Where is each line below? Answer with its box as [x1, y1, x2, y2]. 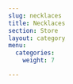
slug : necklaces [8, 11, 62, 20]
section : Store [8, 26, 59, 34]
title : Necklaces [8, 19, 66, 27]
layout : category [8, 34, 66, 42]
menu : [8, 42, 26, 50]
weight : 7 [22, 57, 56, 65]
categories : [15, 49, 56, 57]
